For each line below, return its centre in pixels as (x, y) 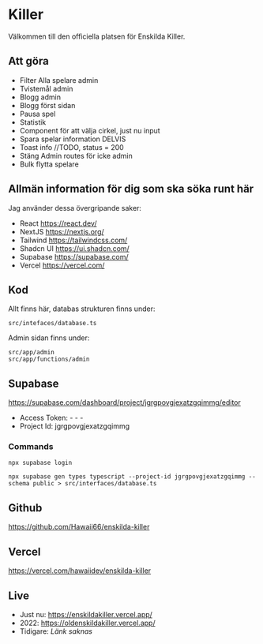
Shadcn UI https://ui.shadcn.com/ (75, 248)
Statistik (33, 122)
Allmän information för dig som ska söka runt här (131, 189)
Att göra (28, 61)
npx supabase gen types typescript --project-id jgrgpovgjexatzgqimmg (127, 477)
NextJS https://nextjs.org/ (62, 231)
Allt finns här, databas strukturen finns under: (82, 309)
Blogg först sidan (47, 105)
